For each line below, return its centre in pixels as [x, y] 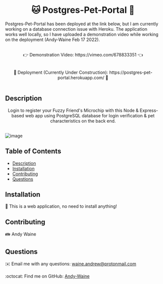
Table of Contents [33, 151]
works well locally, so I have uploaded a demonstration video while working [82, 34]
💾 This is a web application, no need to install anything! [61, 206]
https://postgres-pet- [131, 72]
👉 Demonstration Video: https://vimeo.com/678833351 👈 [83, 54]
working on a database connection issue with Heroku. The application [76, 29]
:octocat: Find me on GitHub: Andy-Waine [47, 276]
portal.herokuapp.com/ [81, 77]
